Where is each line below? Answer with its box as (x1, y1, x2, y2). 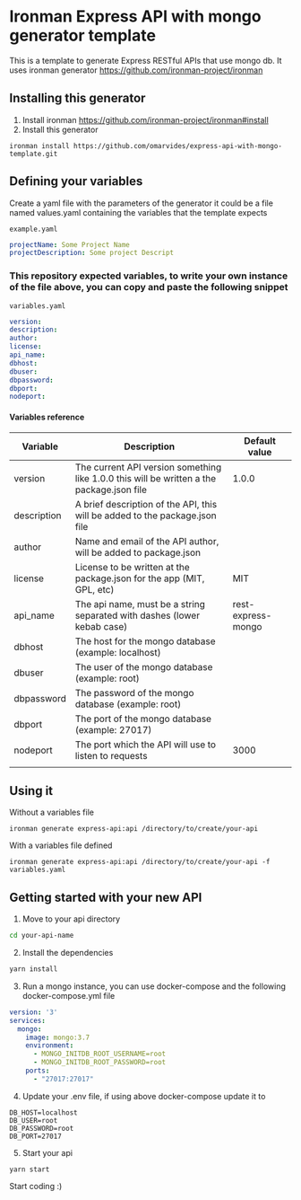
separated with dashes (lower (74, 609, 200, 622)
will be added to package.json (74, 546, 202, 559)
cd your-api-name (9, 931, 74, 940)
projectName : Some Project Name (9, 240, 130, 249)
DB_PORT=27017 (9, 1132, 63, 1141)
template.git (9, 149, 58, 158)
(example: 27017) (74, 723, 152, 736)
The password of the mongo (74, 686, 194, 699)
